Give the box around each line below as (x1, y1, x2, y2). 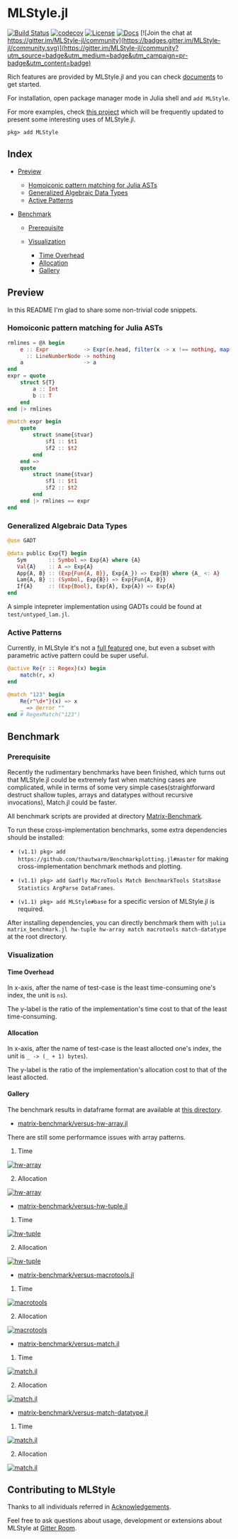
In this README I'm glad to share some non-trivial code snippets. (7, 306, 198, 314)
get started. (7, 80, 41, 88)
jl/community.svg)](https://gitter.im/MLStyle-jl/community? (7, 43, 179, 52)
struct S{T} (20, 379, 55, 387)
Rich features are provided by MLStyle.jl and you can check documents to (7, 72, 223, 81)
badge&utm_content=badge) (7, 58, 91, 67)
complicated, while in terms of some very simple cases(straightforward (7, 783, 215, 792)
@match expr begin (7, 418, 62, 426)
